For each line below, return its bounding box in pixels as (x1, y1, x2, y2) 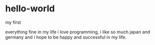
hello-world (5, 3, 55, 14)
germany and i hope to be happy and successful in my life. (5, 34, 127, 40)
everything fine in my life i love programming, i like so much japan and (5, 29, 150, 35)
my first (5, 19, 21, 25)
